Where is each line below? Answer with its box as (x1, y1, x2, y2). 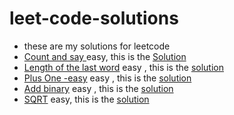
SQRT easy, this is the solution (23, 93, 150, 105)
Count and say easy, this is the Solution (23, 50, 187, 62)
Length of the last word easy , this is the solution (23, 61, 224, 73)
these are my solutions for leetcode (23, 40, 171, 52)
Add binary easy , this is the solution (23, 82, 174, 94)
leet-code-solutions (9, 7, 179, 30)
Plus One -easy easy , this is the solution (23, 72, 192, 84)
